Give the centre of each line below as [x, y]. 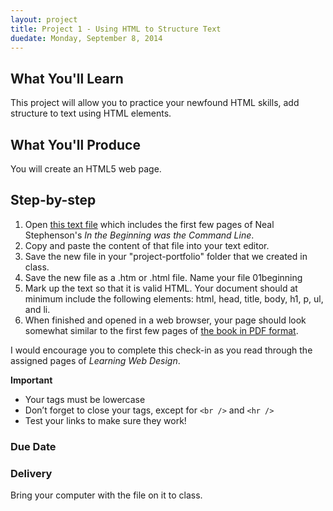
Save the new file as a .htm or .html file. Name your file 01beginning [163, 277]
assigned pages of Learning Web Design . [95, 360]
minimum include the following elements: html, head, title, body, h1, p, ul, [174, 298]
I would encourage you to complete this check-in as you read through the [161, 350]
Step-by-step [53, 200]
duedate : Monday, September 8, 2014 [86, 38]
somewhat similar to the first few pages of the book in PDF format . [161, 330]
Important [31, 380]
